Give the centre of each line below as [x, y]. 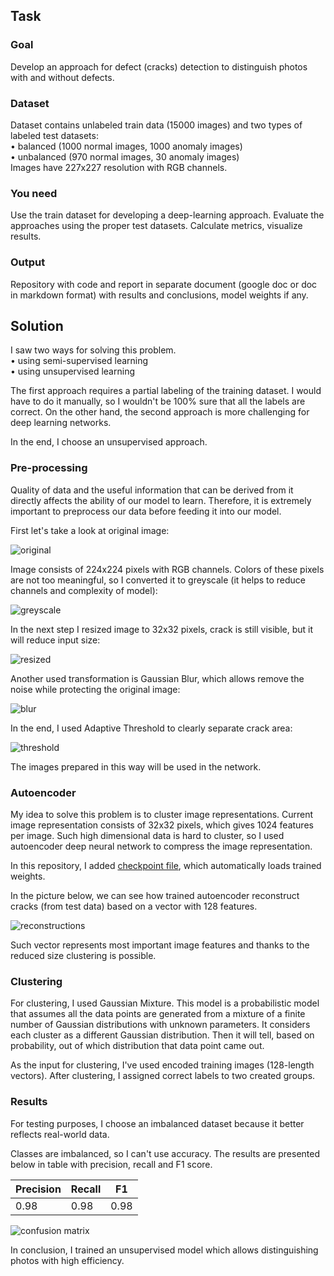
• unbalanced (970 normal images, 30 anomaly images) [125, 156]
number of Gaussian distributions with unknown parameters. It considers [160, 1025]
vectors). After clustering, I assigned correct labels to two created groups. [163, 1076]
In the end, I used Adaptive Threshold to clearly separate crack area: [151, 728]
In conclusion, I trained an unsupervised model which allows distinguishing [164, 1250]
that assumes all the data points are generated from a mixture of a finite [158, 1014]
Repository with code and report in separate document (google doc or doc [164, 284]
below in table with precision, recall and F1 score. [111, 1164]
